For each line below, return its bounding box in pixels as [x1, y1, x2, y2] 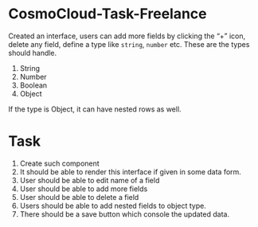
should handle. [8, 48, 57, 57]
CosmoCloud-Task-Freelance [8, 5, 207, 23]
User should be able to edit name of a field [19, 175, 160, 185]
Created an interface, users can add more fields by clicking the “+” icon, [8, 31, 246, 41]
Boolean [19, 80, 48, 90]
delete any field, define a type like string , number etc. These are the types [8, 39, 250, 49]
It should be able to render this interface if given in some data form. [19, 166, 241, 176]
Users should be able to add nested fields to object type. [19, 201, 207, 210]
